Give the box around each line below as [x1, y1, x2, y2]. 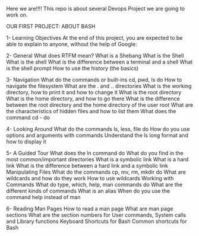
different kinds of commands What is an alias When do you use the [6, 187, 170, 194]
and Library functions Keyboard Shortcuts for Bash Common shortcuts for [6, 218, 187, 225]
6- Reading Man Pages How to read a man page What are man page [6, 205, 173, 212]
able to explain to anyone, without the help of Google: [6, 41, 137, 47]
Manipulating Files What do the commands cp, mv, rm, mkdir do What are [6, 168, 186, 176]
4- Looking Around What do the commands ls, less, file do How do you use [6, 126, 190, 132]
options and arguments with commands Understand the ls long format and [6, 132, 189, 139]
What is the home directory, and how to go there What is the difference [6, 95, 180, 102]
